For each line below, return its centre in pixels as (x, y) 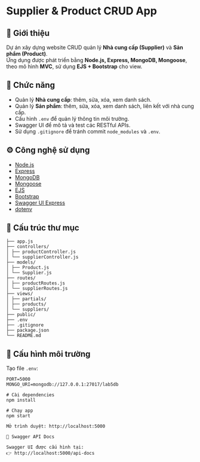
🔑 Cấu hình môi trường (48, 354)
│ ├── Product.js (28, 268)
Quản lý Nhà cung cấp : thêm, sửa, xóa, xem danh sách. (83, 99)
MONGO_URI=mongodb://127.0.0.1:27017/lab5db (62, 385)
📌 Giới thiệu (28, 33)
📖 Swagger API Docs (30, 437)
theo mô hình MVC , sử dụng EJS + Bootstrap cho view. (74, 66)
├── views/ (20, 294)
